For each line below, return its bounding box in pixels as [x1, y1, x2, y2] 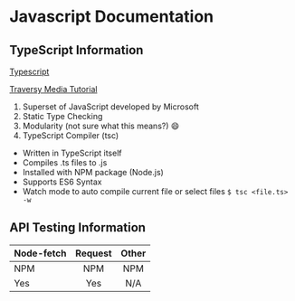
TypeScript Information [9, 42, 144, 58]
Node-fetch [14, 247, 67, 259]
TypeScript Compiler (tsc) [22, 130, 119, 141]
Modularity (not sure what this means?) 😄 [22, 120, 180, 131]
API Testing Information [9, 220, 147, 236]
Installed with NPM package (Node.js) [22, 167, 165, 177]
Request [75, 247, 112, 259]
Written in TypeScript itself [22, 147, 122, 158]
